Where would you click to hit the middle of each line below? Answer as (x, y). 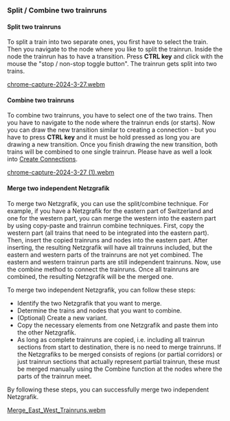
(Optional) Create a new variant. (62, 317)
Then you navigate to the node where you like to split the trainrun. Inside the (115, 49)
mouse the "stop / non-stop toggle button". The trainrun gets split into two (112, 64)
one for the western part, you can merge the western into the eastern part (112, 218)
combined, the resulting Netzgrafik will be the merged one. (90, 276)
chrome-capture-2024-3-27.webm (56, 84)
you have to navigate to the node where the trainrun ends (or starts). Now (111, 123)
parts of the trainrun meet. (54, 376)
